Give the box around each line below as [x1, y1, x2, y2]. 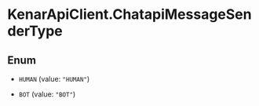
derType [7, 22, 64, 40]
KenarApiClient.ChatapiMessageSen [7, 5, 252, 24]
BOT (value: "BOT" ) [18, 90, 76, 99]
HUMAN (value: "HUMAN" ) [18, 75, 90, 83]
